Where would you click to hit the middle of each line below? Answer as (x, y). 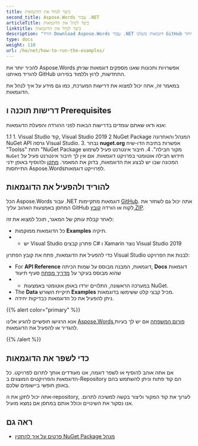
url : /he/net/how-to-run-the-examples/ (56, 51)
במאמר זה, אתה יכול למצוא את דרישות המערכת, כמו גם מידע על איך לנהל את (93, 85)
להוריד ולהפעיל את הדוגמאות (58, 187)
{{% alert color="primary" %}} (43, 310)
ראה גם (19, 422)
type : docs (20, 39)
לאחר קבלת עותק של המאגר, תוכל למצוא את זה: (60, 219)
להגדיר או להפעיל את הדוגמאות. (42, 328)
